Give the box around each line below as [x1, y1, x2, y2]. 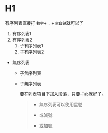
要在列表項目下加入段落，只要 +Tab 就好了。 [19, 91, 107, 97]
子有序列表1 [19, 43, 43, 48]
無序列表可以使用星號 [39, 101, 82, 107]
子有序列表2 [19, 49, 44, 55]
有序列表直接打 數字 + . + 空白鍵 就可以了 [5, 20, 83, 26]
